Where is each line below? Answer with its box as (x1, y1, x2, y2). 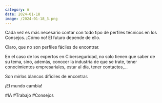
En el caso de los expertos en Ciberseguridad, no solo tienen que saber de (5, 54, 155, 60)
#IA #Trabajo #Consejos (5, 92, 54, 98)
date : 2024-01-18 (5, 12, 40, 17)
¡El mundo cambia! (5, 83, 42, 89)
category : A (5, 7, 29, 12)
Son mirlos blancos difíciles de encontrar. (5, 74, 89, 80)
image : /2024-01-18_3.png (5, 16, 58, 21)
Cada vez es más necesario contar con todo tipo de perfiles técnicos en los (5, 30, 157, 36)
